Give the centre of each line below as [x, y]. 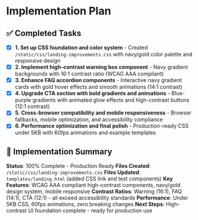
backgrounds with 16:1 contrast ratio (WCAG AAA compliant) [89, 74]
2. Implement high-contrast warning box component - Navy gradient [101, 67]
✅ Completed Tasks [44, 33]
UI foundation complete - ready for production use [90, 210]
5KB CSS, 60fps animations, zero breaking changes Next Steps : [86, 204]
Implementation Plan [59, 11]
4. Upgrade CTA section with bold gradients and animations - [92, 94]
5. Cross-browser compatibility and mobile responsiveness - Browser [103, 113]
